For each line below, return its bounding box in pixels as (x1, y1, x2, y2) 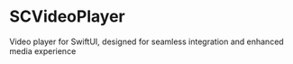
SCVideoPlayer (9, 6, 125, 27)
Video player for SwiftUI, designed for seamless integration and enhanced (9, 36, 284, 47)
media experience (9, 45, 77, 56)
